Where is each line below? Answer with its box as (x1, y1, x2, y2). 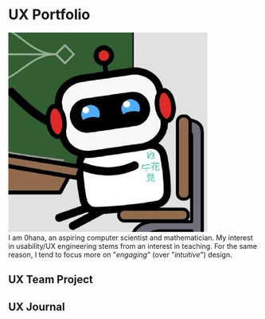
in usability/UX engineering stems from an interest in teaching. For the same (8, 241, 257, 250)
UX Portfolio (8, 6, 91, 24)
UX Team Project (8, 273, 94, 286)
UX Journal (8, 300, 65, 313)
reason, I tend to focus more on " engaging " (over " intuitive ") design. (8, 250, 232, 259)
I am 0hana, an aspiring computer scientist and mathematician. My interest (8, 233, 253, 242)
